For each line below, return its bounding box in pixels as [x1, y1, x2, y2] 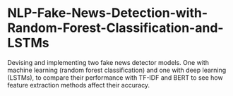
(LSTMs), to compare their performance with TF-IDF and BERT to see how [7, 73, 224, 82]
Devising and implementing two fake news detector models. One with [7, 58, 210, 66]
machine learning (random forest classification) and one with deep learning [7, 66, 227, 74]
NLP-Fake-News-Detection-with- [7, 5, 208, 21]
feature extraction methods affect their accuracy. [7, 80, 150, 89]
